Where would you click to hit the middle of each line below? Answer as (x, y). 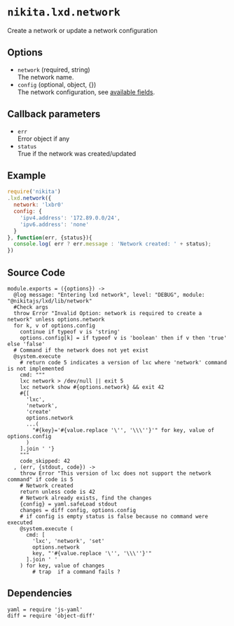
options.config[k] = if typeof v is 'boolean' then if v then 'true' (124, 338)
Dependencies (40, 593)
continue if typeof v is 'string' (70, 332)
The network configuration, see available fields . (86, 92)
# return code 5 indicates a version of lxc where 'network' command (124, 362)
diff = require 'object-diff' (51, 615)
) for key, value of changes (62, 566)
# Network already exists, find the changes (86, 498)
